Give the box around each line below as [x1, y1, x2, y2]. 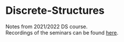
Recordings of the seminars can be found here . [5, 29, 119, 36]
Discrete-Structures [5, 4, 105, 17]
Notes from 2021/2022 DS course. [5, 23, 88, 30]
